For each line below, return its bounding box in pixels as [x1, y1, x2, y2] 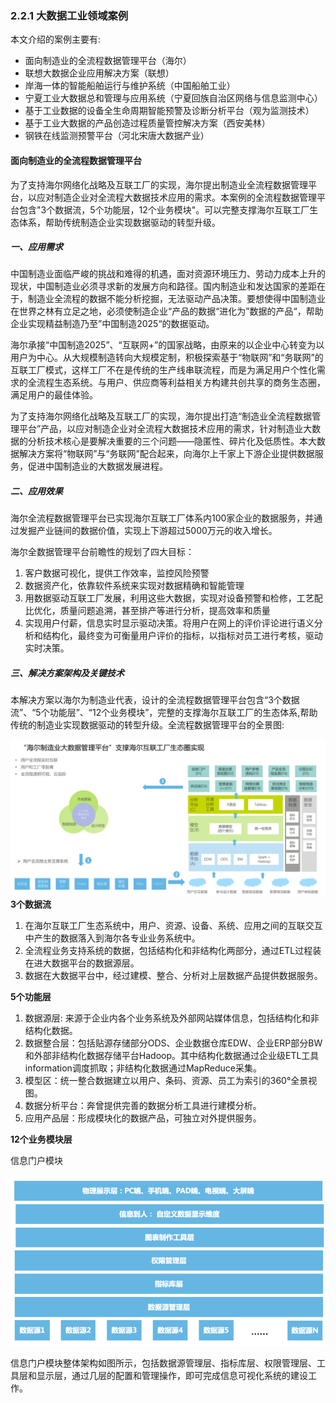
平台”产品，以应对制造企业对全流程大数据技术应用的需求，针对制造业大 [18, 423, 313, 435]
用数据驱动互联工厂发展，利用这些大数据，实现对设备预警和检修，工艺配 [24, 592, 323, 604]
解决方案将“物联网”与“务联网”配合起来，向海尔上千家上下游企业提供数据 [18, 448, 315, 460]
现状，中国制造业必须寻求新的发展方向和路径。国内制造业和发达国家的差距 [10, 280, 317, 292]
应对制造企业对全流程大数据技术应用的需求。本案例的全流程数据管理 [36, 191, 317, 203]
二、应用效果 [10, 485, 63, 497]
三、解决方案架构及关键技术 [10, 667, 125, 679]
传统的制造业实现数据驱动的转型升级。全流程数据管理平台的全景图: [10, 719, 285, 731]
